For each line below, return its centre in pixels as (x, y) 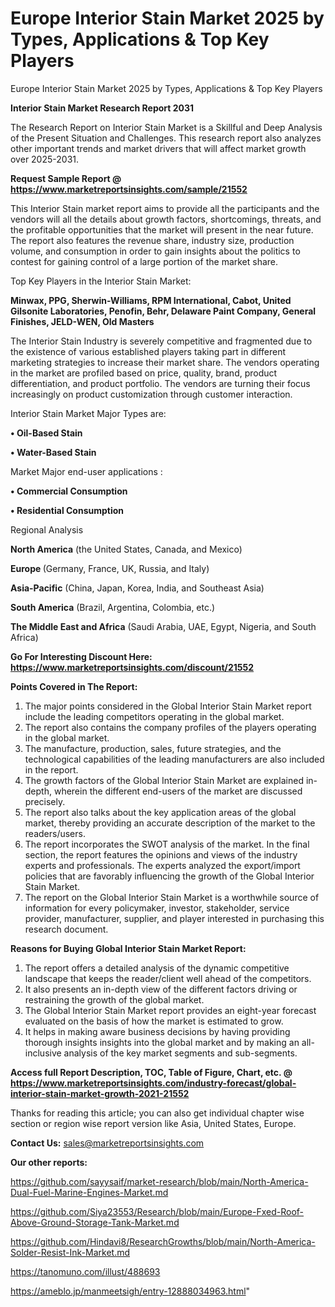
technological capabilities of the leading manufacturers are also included (174, 759)
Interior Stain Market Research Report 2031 (102, 108)
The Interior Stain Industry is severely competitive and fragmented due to (161, 341)
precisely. (45, 801)
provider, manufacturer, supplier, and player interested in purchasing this (174, 918)
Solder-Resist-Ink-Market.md (70, 1252)
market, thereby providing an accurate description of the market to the (170, 823)
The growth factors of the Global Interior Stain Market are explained (164, 780)
